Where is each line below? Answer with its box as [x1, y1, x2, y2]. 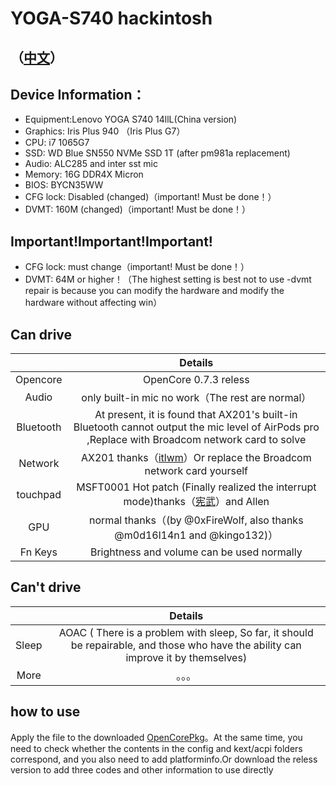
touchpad [16, 488, 62, 502]
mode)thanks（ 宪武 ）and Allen [123, 495, 270, 509]
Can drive [10, 326, 73, 343]
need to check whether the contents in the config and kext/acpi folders [10, 742, 303, 754]
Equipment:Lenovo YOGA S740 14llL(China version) [24, 113, 238, 126]
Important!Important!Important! [10, 233, 213, 250]
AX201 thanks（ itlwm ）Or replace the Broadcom [80, 451, 312, 465]
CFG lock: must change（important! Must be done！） [24, 261, 250, 273]
